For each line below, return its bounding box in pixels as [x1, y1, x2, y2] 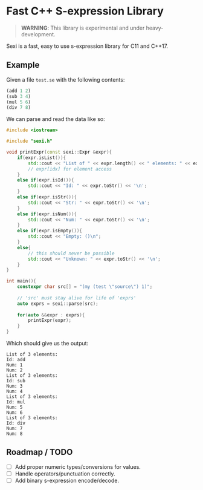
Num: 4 [6, 388, 23, 394]
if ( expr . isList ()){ [17, 154, 66, 161]
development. [21, 30, 56, 38]
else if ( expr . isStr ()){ [17, 194, 77, 200]
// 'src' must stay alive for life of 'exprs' [17, 295, 137, 301]
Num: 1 [6, 362, 23, 368]
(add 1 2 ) [6, 88, 31, 94]
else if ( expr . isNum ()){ [17, 211, 77, 217]
